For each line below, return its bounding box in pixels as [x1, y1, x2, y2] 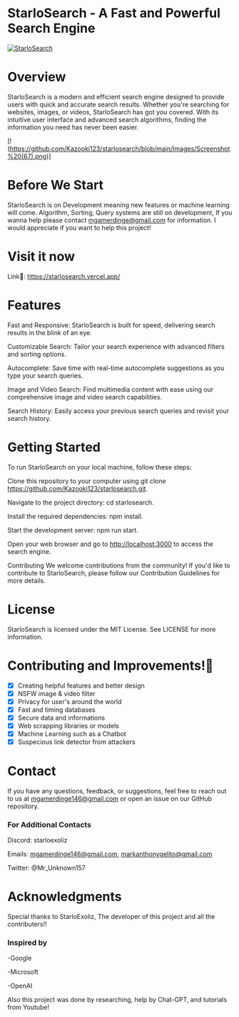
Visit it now [7, 249, 76, 264]
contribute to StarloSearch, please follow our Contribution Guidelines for [7, 568, 220, 577]
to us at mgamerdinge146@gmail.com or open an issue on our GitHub [7, 794, 213, 803]
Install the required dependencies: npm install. [7, 512, 143, 520]
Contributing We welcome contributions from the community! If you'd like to [7, 561, 230, 570]
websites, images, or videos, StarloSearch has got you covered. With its [7, 107, 219, 116]
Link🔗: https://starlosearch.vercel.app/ [7, 272, 121, 280]
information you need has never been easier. [7, 123, 139, 132]
